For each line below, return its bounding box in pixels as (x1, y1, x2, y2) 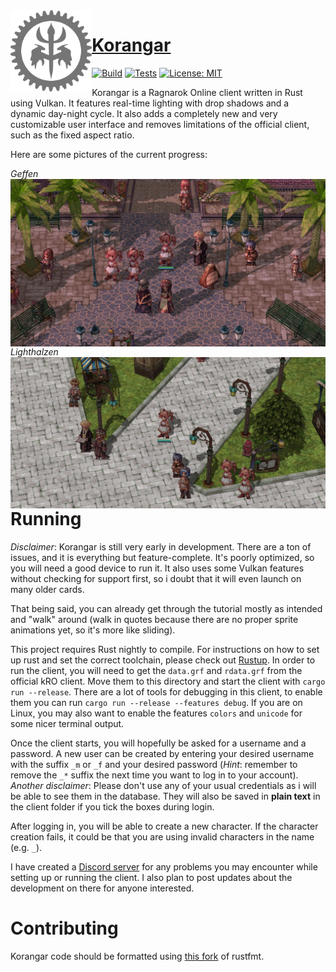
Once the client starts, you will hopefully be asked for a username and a (10, 737, 307, 749)
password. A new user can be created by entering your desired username (10, 747, 315, 759)
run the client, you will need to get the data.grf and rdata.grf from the (10, 664, 303, 676)
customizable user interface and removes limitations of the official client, (10, 118, 310, 130)
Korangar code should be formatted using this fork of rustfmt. (10, 950, 265, 962)
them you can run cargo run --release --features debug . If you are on (10, 696, 303, 708)
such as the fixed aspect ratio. (10, 129, 135, 141)
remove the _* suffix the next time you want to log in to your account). (10, 769, 299, 781)
